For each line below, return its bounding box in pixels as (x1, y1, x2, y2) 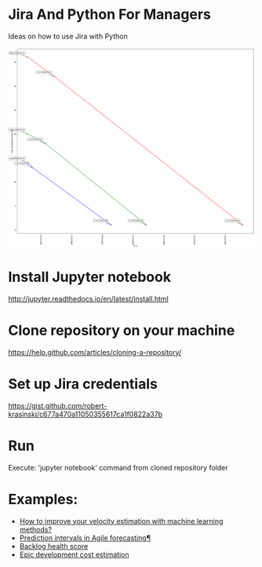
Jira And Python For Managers (8, 5, 212, 24)
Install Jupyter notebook (8, 269, 171, 286)
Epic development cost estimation (19, 550, 129, 559)
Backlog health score (19, 541, 89, 551)
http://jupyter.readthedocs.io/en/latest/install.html (8, 294, 169, 303)
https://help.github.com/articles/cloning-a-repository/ (8, 347, 182, 357)
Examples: (8, 490, 78, 508)
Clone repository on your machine (8, 321, 235, 339)
